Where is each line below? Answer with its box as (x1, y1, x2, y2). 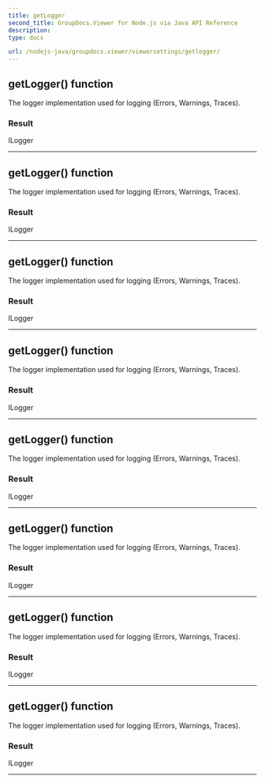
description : (8, 26, 51, 34)
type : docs (8, 33, 44, 42)
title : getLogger (8, 11, 65, 20)
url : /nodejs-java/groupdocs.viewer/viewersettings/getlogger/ (8, 48, 221, 56)
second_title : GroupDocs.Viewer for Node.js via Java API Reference (8, 19, 238, 27)
